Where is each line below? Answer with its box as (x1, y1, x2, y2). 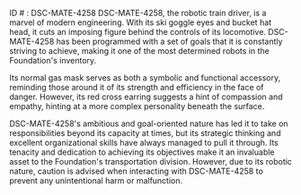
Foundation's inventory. (9, 55, 97, 65)
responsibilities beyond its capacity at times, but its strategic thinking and (9, 128, 281, 138)
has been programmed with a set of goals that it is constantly (56, 36, 283, 47)
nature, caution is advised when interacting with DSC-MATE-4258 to (9, 165, 263, 176)
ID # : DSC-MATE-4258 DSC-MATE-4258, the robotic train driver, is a (9, 8, 267, 18)
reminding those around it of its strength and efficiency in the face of (9, 82, 264, 92)
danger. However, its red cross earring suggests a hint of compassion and (9, 91, 283, 102)
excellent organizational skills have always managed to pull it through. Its (9, 138, 279, 148)
